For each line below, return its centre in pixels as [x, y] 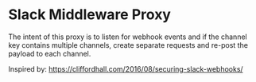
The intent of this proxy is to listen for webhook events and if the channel [128, 37]
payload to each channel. [50, 53]
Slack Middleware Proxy [89, 15]
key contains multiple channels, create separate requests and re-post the [128, 45]
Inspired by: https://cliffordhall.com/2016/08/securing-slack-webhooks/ [126, 68]
